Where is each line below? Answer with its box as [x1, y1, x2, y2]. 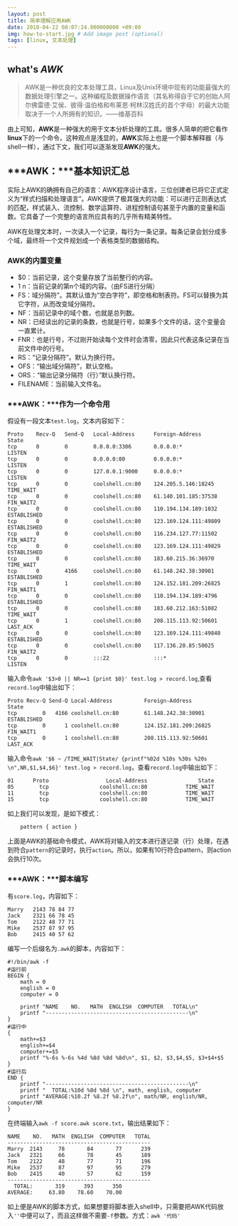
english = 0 [20, 984, 55, 991]
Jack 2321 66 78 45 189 [7, 1151, 151, 1158]
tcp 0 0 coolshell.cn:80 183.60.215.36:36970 [7, 555, 215, 562]
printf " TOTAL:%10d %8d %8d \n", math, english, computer [20, 1087, 202, 1094]
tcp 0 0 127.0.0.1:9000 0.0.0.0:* [7, 468, 183, 475]
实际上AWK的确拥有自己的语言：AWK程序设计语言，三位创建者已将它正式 [7, 185, 223, 194]
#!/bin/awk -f [7, 958, 50, 965]
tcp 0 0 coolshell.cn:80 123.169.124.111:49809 [7, 518, 221, 525]
